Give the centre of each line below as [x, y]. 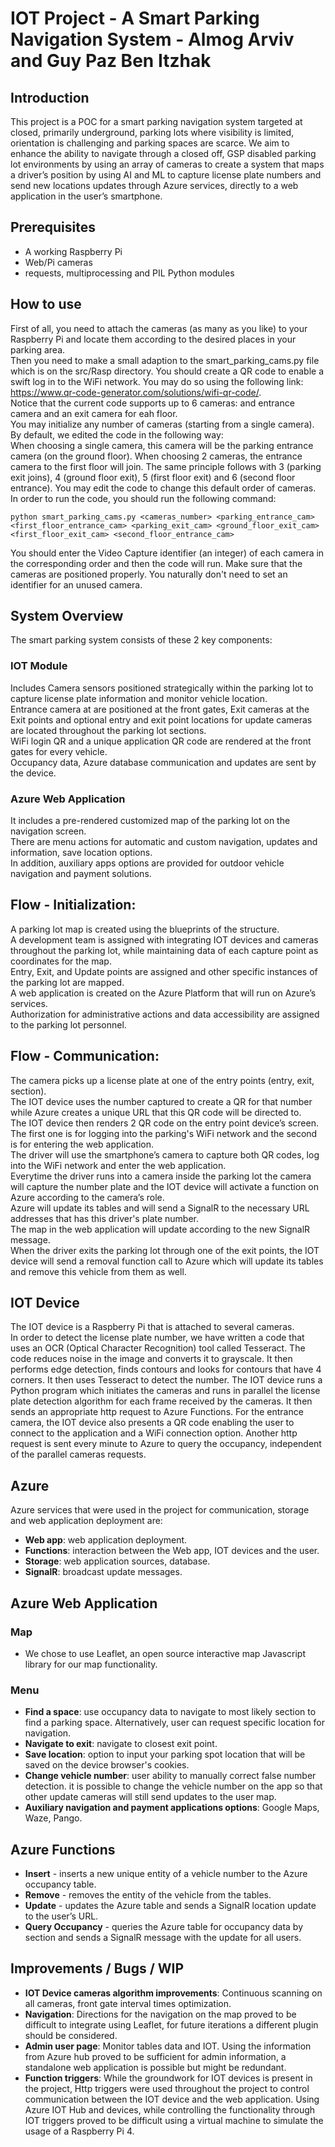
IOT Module [39, 666]
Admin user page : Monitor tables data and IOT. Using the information [168, 2046]
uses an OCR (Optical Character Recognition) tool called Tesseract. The [158, 1348]
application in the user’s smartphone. [86, 196]
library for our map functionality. [91, 1664]
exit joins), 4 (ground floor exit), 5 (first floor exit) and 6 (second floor [153, 477]
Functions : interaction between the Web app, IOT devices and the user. [172, 1551]
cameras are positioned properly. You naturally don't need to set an [149, 574]
